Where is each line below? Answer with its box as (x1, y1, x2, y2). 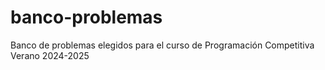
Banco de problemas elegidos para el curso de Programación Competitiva (10, 39, 315, 51)
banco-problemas (10, 6, 163, 29)
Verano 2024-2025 (10, 49, 90, 61)
